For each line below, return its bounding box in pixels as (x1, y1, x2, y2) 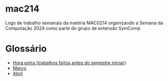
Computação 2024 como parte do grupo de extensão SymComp (5, 25, 141, 31)
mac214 (5, 3, 40, 15)
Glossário (5, 43, 47, 55)
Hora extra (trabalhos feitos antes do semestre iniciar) (12, 59, 126, 66)
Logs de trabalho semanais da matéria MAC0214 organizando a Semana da (5, 20, 163, 26)
